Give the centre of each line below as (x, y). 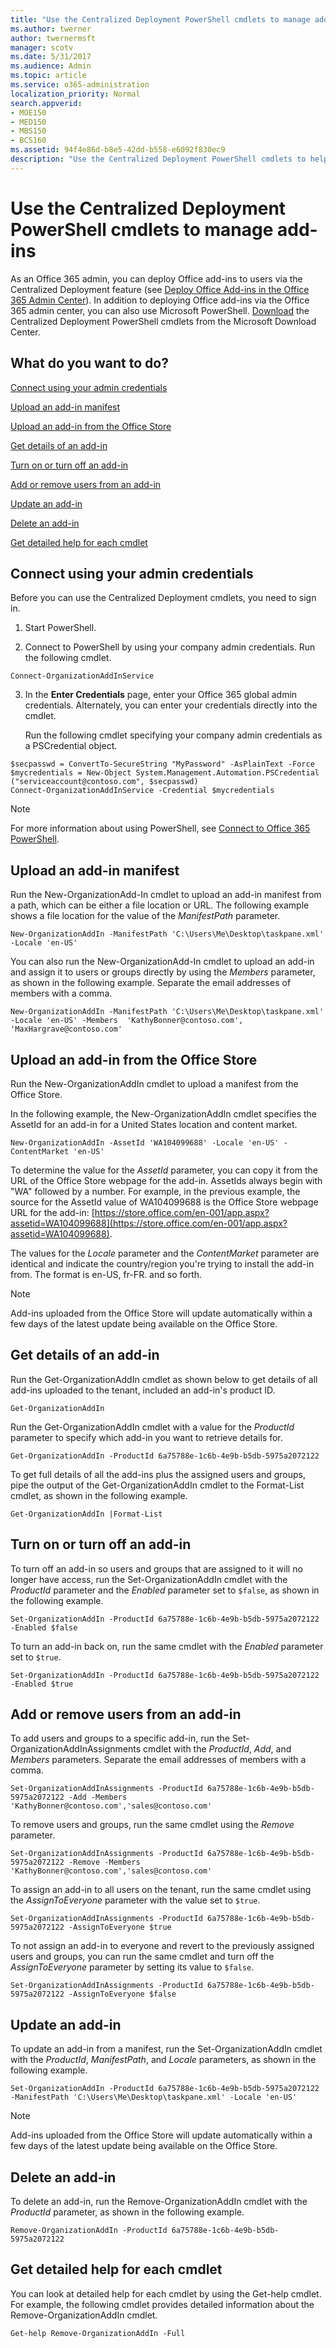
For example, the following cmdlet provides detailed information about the (162, 2304)
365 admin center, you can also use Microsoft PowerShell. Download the (160, 310)
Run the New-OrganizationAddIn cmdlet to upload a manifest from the (154, 1083)
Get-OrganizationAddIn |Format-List (86, 1514)
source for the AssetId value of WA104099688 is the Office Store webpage (164, 1202)
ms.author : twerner (51, 29)
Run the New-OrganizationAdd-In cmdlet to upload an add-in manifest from (166, 895)
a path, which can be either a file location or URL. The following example (160, 905)
